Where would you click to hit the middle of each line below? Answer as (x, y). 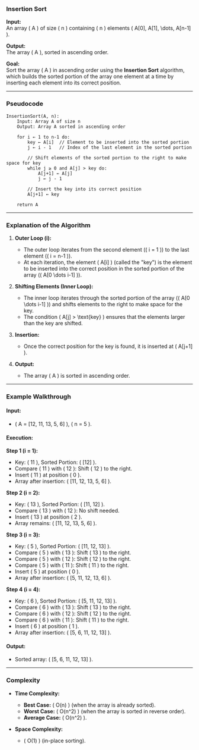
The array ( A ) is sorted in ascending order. (77, 375)
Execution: (20, 437)
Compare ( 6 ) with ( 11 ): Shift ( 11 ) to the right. (72, 620)
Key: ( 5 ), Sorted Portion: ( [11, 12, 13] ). (63, 547)
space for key (24, 163)
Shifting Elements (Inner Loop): (54, 286)
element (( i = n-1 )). (48, 256)
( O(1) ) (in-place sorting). (54, 740)
